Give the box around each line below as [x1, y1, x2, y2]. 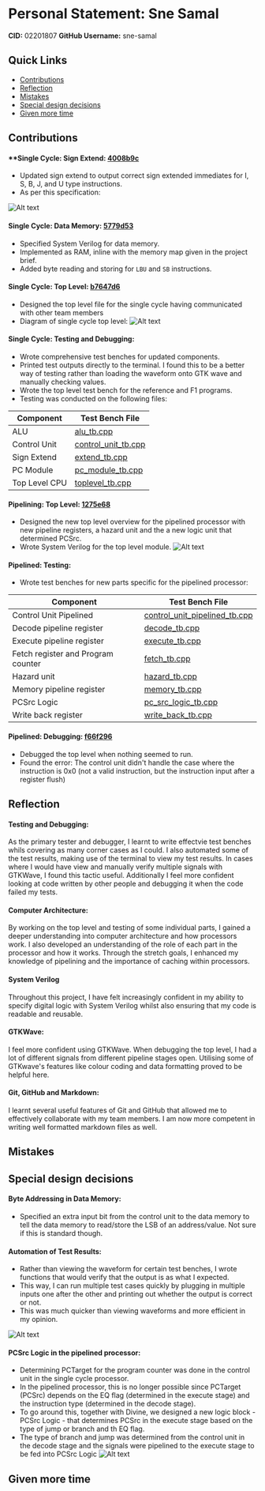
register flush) [19, 774, 65, 784]
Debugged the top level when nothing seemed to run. [19, 749, 193, 759]
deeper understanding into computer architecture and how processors [8, 932, 237, 941]
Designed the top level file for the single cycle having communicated [19, 299, 243, 309]
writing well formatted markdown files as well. [8, 1122, 158, 1131]
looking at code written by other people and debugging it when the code [8, 879, 244, 889]
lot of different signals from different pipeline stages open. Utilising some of [8, 1052, 254, 1063]
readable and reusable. [8, 1009, 84, 1018]
